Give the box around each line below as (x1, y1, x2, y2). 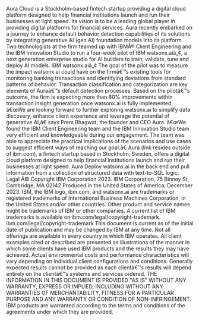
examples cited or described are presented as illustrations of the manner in (6, 239, 190, 246)
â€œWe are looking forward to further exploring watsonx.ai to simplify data (6, 106, 191, 113)
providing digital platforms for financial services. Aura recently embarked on (6, 24, 193, 31)
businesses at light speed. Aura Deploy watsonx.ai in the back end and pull (6, 163, 190, 170)
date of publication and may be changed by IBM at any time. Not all (6, 226, 171, 233)
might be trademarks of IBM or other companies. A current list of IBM (6, 207, 176, 214)
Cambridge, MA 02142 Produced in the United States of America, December (6, 182, 193, 189)
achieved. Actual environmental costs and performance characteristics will (6, 251, 189, 258)
